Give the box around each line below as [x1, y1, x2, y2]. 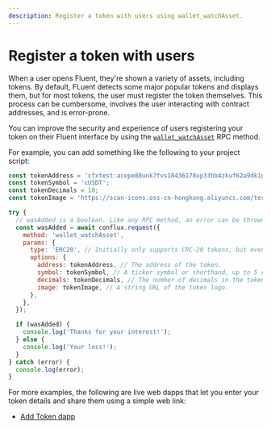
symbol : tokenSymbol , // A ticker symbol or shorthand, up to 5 [37, 269, 258, 277]
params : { [23, 239, 56, 247]
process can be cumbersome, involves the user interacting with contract [8, 98, 250, 109]
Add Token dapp [19, 412, 76, 422]
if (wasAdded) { [15, 320, 70, 329]
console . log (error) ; [15, 365, 85, 373]
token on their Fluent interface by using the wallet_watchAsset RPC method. [8, 131, 261, 141]
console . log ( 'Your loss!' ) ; [23, 343, 117, 351]
